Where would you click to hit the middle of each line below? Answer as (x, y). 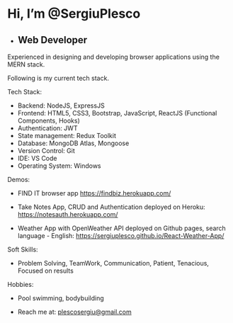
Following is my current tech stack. (58, 78)
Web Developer (52, 40)
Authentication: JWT (47, 128)
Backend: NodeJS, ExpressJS (61, 106)
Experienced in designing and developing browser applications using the (113, 57)
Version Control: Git (46, 151)
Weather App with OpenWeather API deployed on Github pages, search (122, 228)
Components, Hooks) (49, 120)
